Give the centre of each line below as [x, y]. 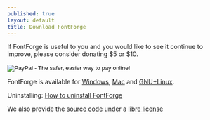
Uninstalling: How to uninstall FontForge [65, 95]
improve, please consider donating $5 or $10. [73, 54]
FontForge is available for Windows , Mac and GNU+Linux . [91, 82]
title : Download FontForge [47, 27]
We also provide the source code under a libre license [85, 109]
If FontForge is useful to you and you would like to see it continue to [105, 47]
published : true [31, 14]
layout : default [31, 20]
